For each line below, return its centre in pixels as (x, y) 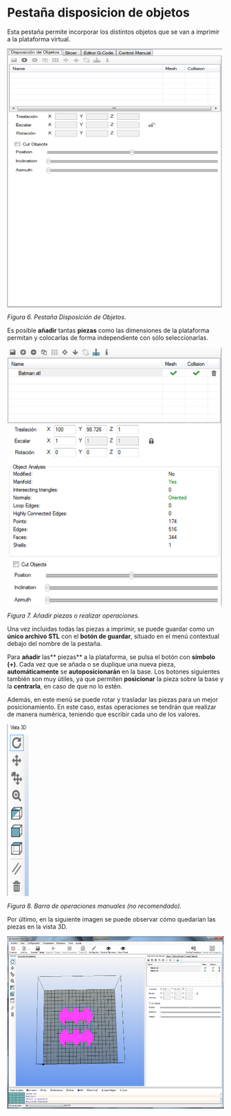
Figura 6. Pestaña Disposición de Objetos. (67, 317)
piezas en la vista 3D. (37, 926)
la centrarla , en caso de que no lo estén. (65, 686)
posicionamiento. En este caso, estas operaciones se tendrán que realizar (112, 707)
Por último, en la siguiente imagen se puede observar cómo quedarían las (111, 919)
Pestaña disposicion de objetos (99, 13)
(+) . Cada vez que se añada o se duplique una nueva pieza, (91, 664)
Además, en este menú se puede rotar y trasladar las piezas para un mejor (113, 699)
